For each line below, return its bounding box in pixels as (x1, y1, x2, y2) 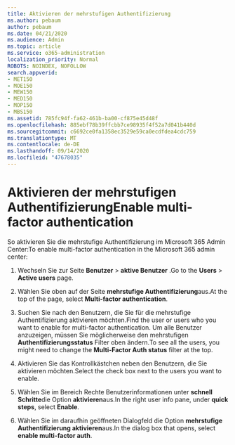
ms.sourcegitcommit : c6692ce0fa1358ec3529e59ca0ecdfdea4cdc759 (7, 128, 196, 135)
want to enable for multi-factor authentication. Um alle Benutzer (17, 323, 202, 331)
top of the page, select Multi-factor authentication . (17, 295, 168, 303)
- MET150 (7, 75, 33, 83)
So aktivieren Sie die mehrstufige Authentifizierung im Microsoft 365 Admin (7, 237, 226, 246)
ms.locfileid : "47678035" (7, 154, 83, 162)
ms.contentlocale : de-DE (7, 141, 80, 148)
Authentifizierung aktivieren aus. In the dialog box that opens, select (17, 423, 216, 432)
